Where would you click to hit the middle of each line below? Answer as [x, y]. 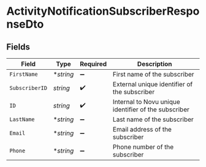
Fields [18, 47]
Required [93, 64]
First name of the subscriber [153, 74]
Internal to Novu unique [147, 102]
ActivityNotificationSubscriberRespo [103, 11]
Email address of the [142, 129]
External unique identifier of [153, 84]
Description [155, 64]
